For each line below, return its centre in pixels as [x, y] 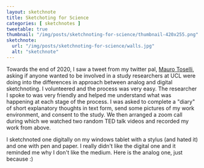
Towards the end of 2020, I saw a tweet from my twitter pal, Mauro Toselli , [100, 69]
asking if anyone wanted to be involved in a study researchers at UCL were [101, 75]
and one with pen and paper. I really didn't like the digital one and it [91, 146]
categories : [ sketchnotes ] [43, 23]
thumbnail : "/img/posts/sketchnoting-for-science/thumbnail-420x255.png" [103, 35]
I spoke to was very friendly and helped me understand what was [89, 95]
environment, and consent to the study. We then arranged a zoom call [94, 114]
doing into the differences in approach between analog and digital [89, 82]
